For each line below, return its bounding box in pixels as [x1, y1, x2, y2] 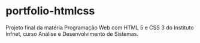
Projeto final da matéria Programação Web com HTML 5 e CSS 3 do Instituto [5, 24, 194, 31]
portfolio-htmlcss [5, 4, 95, 18]
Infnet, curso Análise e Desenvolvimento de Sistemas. [5, 30, 139, 37]
